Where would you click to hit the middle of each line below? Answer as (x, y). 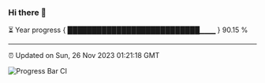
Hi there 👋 (28, 13)
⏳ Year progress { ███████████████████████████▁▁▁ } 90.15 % (128, 30)
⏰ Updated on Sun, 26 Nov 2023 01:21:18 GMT (84, 56)
